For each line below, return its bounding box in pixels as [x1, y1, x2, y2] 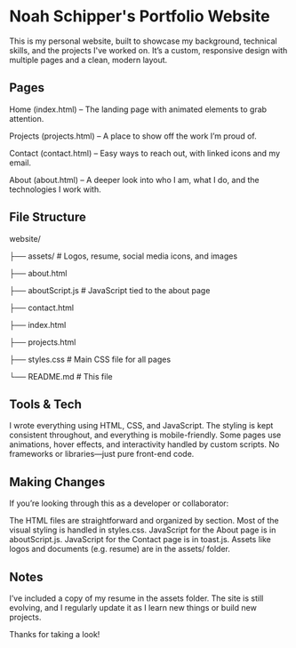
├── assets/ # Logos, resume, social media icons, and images [9, 251, 238, 261]
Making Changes [9, 474, 106, 490]
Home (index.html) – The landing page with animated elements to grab [9, 104, 268, 115]
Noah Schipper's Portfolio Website [9, 6, 270, 27]
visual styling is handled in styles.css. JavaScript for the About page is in [9, 524, 276, 535]
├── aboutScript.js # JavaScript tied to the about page [9, 284, 211, 295]
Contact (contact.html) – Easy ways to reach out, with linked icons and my [9, 148, 281, 158]
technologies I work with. [9, 184, 101, 195]
